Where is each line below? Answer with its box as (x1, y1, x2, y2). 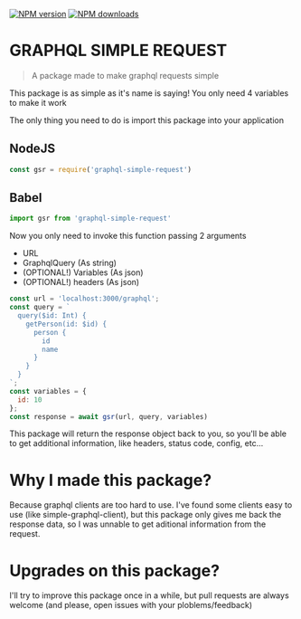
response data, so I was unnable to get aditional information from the (9, 519, 267, 529)
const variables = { (9, 386, 88, 395)
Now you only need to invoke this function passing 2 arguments (9, 231, 247, 242)
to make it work (9, 97, 68, 108)
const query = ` (9, 303, 71, 312)
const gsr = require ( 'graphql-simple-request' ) (9, 165, 193, 174)
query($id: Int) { (17, 311, 88, 320)
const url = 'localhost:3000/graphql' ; (9, 294, 160, 303)
